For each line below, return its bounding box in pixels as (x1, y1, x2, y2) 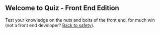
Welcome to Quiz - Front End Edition (5, 4, 119, 12)
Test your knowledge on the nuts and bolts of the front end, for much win (5, 17, 155, 23)
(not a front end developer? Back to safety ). (5, 22, 95, 28)
